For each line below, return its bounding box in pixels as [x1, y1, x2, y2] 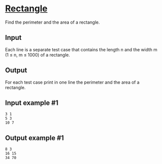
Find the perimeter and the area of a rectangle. [5, 19, 100, 25]
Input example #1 [5, 98, 59, 107]
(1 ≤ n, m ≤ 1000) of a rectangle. [5, 52, 70, 58]
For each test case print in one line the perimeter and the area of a [5, 79, 140, 85]
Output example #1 [5, 133, 64, 142]
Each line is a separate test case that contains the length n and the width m [5, 46, 158, 52]
